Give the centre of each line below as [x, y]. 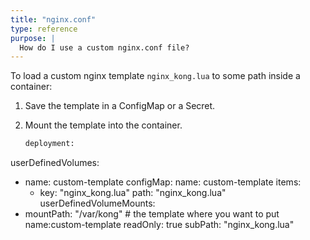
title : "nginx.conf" [53, 19]
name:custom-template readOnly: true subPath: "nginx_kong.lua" [159, 225]
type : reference [44, 29]
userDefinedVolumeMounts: [97, 203]
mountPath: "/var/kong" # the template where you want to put [152, 214]
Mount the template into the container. [103, 125]
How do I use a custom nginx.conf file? [104, 47]
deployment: [49, 144]
